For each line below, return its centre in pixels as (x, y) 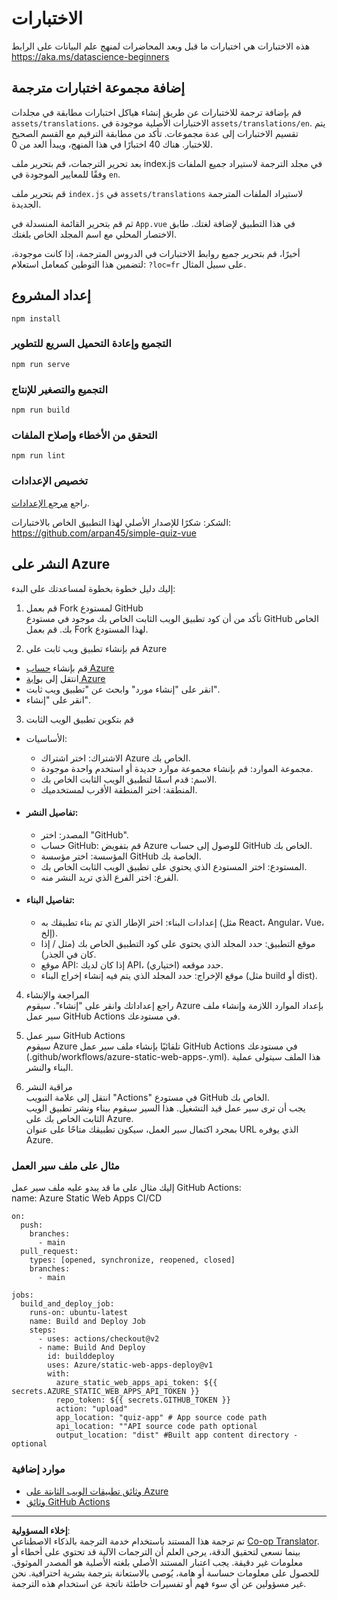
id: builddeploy (81, 1357)
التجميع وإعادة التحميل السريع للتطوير (91, 344)
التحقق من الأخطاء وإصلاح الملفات (84, 435)
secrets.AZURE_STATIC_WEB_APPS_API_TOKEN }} (105, 1392)
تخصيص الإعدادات (50, 481)
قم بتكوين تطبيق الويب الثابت (80, 719)
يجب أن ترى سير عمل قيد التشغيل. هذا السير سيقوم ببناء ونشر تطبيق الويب (165, 1108)
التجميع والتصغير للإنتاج (60, 389)
